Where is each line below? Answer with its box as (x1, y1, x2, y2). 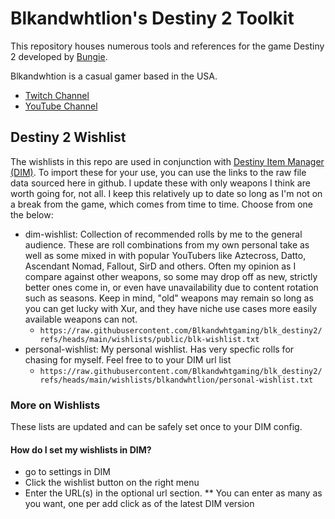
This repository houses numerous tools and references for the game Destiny (10, 40, 325, 52)
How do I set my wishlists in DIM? (10, 443, 152, 456)
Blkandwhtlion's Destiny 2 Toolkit (10, 7, 295, 30)
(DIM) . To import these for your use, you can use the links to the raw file (10, 166, 307, 178)
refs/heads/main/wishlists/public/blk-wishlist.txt (39, 334, 260, 344)
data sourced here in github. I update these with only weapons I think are (10, 177, 311, 189)
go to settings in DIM (24, 466, 111, 478)
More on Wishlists (10, 398, 101, 412)
